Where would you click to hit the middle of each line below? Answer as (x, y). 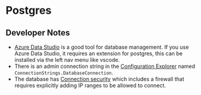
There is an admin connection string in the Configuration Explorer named (105, 66)
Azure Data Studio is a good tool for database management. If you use (101, 47)
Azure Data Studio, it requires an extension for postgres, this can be (98, 54)
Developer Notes (38, 33)
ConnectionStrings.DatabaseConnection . (64, 72)
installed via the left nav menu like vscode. (67, 60)
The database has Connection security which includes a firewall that (99, 79)
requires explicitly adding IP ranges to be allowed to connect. (90, 85)
